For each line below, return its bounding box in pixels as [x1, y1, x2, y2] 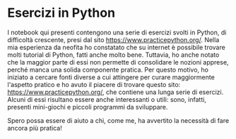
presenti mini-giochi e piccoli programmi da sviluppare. [7, 102, 168, 111]
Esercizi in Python [7, 5, 115, 21]
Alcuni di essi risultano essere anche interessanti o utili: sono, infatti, [7, 95, 207, 103]
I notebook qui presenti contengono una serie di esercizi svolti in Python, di [7, 28, 227, 37]
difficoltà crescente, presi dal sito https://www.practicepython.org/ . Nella [7, 35, 220, 44]
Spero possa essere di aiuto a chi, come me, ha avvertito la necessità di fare [7, 116, 230, 124]
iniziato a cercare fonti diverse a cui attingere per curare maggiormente [7, 72, 216, 81]
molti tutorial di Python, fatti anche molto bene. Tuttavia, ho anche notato [7, 51, 220, 59]
